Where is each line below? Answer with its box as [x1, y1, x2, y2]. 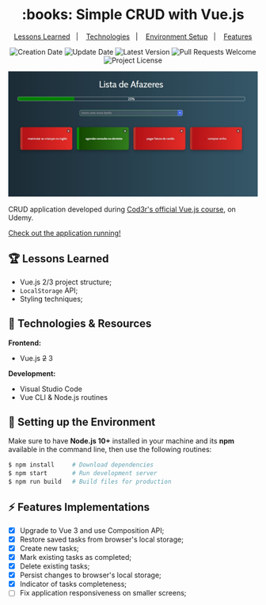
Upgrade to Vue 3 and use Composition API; [19, 525, 165, 535]
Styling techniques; [19, 294, 83, 303]
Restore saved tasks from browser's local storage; [19, 535, 184, 544]
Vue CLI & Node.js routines [19, 392, 108, 401]
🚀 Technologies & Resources [8, 317, 152, 330]
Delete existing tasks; [19, 561, 90, 571]
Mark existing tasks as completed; [19, 552, 132, 561]
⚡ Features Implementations [8, 500, 150, 514]
